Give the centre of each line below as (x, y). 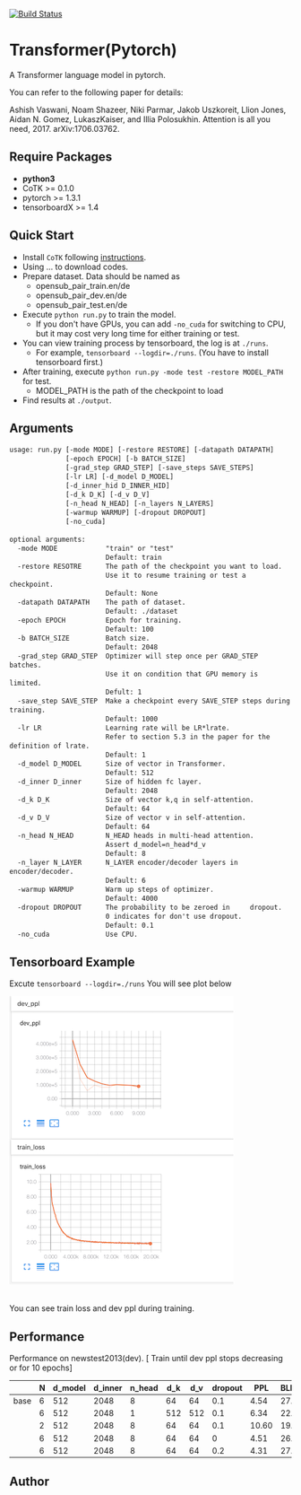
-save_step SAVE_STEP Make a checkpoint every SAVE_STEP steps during (154, 701)
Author (29, 1481)
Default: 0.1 (129, 926)
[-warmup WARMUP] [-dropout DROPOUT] (136, 513)
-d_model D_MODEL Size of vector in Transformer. (122, 764)
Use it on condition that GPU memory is (181, 674)
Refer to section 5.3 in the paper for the (188, 737)
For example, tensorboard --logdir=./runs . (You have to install (152, 352)
